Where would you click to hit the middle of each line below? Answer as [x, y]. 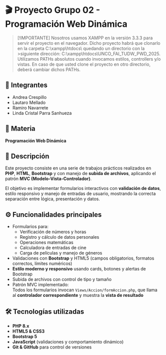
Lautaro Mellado [29, 102]
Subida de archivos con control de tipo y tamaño [62, 279]
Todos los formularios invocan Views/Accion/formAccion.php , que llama [85, 290]
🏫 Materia [20, 129]
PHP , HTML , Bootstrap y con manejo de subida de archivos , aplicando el [81, 174]
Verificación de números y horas [53, 232]
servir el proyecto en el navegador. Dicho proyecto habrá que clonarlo [89, 43]
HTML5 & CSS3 [28, 331]
